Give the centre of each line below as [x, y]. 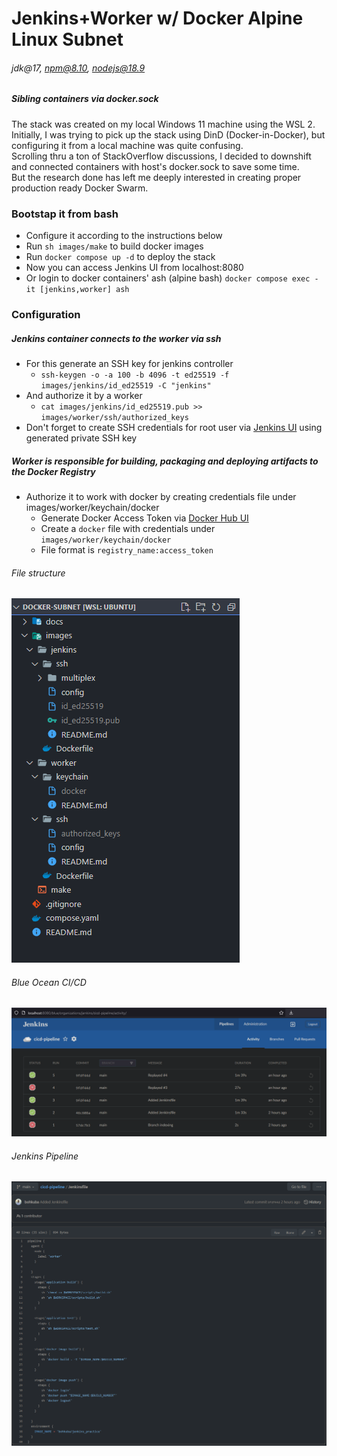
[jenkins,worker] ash [84, 290]
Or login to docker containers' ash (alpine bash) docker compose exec [168, 278]
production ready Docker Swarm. [80, 188]
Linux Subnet [67, 39]
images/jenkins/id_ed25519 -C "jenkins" [126, 385]
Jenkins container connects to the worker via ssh [116, 338]
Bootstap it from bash [65, 214]
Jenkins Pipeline [45, 1156]
